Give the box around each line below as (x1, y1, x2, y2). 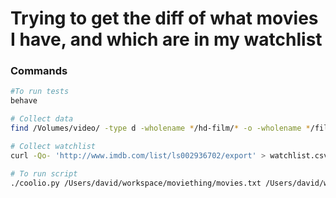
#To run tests (10, 87, 70, 97)
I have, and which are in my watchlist (10, 28, 323, 51)
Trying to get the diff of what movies (10, 7, 319, 30)
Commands (10, 64, 68, 78)
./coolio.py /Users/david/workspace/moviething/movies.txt (10, 178, 262, 188)
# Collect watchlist (10, 141, 97, 151)
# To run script (10, 168, 78, 179)
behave (10, 96, 38, 106)
